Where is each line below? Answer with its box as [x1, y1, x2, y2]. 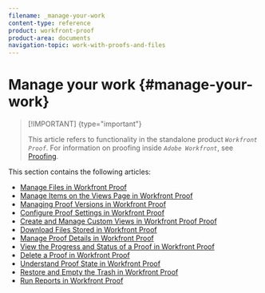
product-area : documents [8, 34, 91, 42]
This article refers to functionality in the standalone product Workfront [27, 135, 258, 145]
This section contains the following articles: [8, 167, 152, 176]
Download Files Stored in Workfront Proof [19, 225, 157, 235]
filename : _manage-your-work [8, 11, 105, 20]
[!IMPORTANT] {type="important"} [27, 119, 142, 129]
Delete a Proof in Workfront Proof [19, 251, 130, 260]
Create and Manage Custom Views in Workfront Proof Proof [19, 216, 217, 226]
